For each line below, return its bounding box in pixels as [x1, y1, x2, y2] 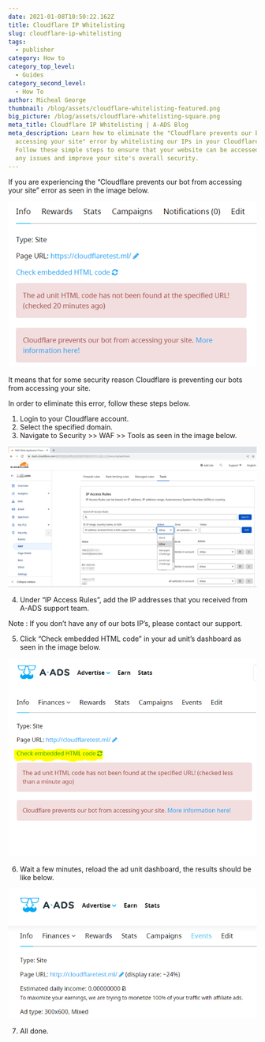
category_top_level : [8, 63, 77, 71]
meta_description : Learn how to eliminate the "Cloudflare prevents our [8, 129, 252, 137]
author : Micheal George [8, 96, 87, 104]
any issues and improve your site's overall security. [15, 154, 200, 162]
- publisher [15, 46, 55, 54]
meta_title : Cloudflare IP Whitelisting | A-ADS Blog [8, 121, 189, 129]
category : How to [8, 54, 65, 62]
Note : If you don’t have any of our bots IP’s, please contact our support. [8, 618, 243, 628]
